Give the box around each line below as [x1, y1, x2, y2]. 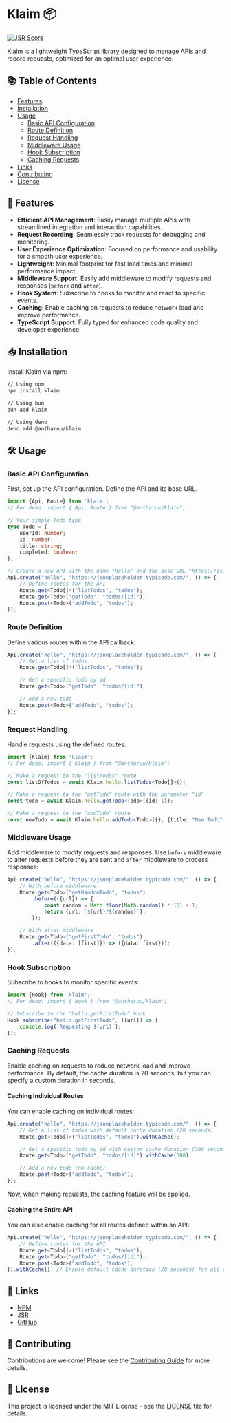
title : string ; [19, 542, 63, 549]
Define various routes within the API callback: [7, 638, 136, 646]
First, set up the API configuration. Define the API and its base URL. [7, 485, 198, 493]
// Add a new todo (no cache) [19, 1165, 107, 1172]
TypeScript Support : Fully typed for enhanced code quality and [16, 318, 198, 326]
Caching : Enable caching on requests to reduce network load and [16, 303, 204, 311]
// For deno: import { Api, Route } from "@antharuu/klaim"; [7, 505, 186, 512]
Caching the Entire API [7, 1205, 74, 1214]
